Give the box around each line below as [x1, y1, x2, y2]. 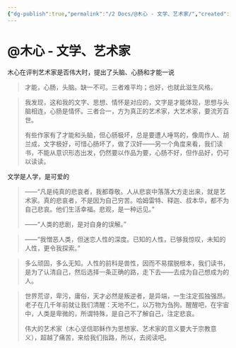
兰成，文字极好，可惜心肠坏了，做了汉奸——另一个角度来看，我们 [24, 139, 217, 148]
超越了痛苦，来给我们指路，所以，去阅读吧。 [40, 333, 171, 342]
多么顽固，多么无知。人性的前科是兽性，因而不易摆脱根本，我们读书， [24, 259, 230, 267]
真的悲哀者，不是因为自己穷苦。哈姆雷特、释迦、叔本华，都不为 [43, 196, 230, 204]
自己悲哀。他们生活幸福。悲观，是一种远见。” [24, 204, 155, 213]
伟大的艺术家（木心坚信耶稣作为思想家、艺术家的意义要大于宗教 [24, 324, 211, 332]
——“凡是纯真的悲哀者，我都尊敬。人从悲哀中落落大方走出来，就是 [24, 187, 220, 195]
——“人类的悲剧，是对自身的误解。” [24, 220, 127, 228]
